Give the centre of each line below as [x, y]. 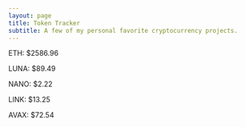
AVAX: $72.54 [31, 115]
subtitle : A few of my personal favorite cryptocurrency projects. [123, 30]
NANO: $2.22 [31, 84]
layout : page [30, 16]
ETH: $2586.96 [33, 54]
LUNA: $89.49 [32, 69]
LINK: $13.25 [29, 100]
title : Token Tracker [44, 23]
